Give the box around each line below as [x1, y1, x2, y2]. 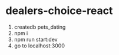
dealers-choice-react [5, 4, 113, 18]
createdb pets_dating [14, 23, 66, 30]
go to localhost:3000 [14, 42, 65, 49]
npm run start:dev [14, 36, 58, 43]
